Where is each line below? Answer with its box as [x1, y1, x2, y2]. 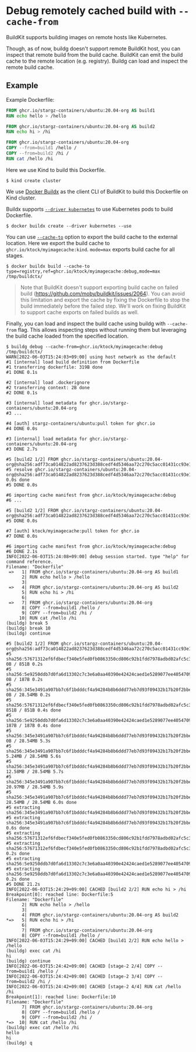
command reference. [6, 559, 54, 565]
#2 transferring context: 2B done [6, 384, 90, 390]
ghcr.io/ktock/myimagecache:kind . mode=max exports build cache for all [6, 246, 175, 253]
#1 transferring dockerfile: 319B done [6, 364, 103, 370]
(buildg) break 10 [6, 625, 51, 631]
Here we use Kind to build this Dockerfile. [6, 166, 106, 173]
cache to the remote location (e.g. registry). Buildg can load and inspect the [6, 57, 188, 64]
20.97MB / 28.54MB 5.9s [6, 784, 64, 790]
